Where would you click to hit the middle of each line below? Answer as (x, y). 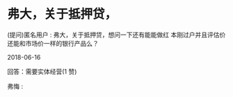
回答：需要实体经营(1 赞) (42, 71)
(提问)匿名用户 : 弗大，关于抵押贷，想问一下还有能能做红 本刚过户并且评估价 (116, 35)
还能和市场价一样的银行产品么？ (53, 43)
